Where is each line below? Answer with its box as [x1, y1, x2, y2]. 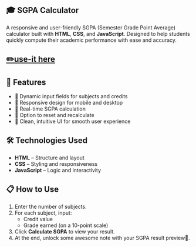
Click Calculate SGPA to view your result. [14, 228, 116, 235]
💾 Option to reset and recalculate [14, 112, 95, 119]
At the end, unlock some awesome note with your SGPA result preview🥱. [14, 234, 190, 241]
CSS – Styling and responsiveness [14, 160, 98, 167]
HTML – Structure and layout [14, 154, 85, 161]
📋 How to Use [6, 185, 59, 195]
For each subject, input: [14, 209, 72, 216]
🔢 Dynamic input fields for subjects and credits [14, 93, 128, 100]
